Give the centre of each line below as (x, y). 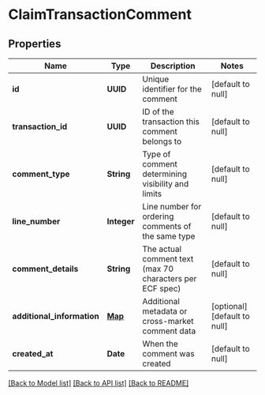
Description (173, 66)
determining (165, 174)
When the (160, 344)
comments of (167, 226)
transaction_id (40, 126)
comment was (168, 354)
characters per (170, 278)
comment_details (45, 269)
